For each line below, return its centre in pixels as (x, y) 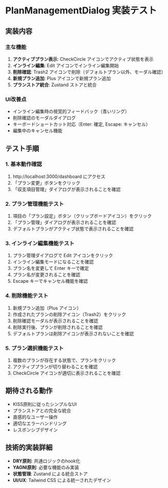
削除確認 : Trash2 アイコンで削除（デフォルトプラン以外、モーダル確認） (89, 72)
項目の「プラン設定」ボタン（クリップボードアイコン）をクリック (82, 216)
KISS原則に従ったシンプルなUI (45, 404)
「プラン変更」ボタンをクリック (46, 183)
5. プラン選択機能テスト (35, 348)
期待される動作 (29, 391)
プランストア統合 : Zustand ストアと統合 (55, 85)
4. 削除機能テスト (27, 296)
